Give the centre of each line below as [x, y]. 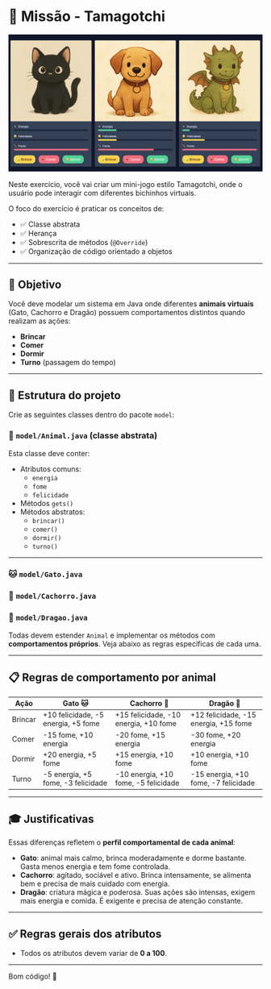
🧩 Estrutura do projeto [65, 395]
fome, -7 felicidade [223, 783]
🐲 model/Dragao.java [48, 617]
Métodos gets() [47, 503]
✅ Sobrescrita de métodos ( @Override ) [84, 242]
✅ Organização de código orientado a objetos [96, 251]
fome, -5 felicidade [147, 783]
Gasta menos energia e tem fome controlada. [95, 866]
